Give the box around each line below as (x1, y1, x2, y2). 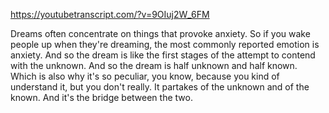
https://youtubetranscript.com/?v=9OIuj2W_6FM (10, 9, 210, 20)
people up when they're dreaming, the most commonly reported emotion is (10, 39, 320, 50)
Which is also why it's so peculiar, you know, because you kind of (10, 70, 280, 82)
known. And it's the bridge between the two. (10, 92, 193, 103)
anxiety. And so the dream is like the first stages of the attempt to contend (10, 49, 316, 61)
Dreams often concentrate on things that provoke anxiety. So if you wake (10, 28, 311, 39)
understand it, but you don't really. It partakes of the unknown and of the (10, 81, 310, 93)
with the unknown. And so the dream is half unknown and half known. (10, 60, 298, 71)
